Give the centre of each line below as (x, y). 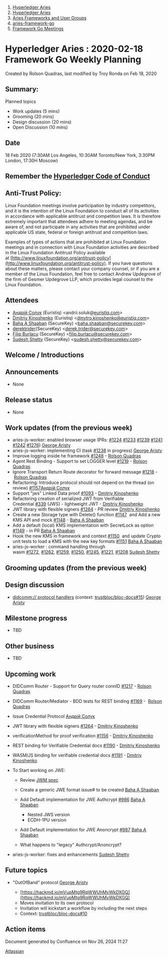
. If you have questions (129, 263)
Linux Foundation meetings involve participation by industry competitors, (80, 205)
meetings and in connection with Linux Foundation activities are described (82, 247)
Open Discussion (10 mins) (40, 127)
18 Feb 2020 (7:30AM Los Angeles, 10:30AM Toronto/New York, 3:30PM (80, 155)
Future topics (26, 870)
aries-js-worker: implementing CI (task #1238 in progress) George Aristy (87, 451)
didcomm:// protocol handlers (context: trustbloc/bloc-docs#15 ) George (87, 597)
